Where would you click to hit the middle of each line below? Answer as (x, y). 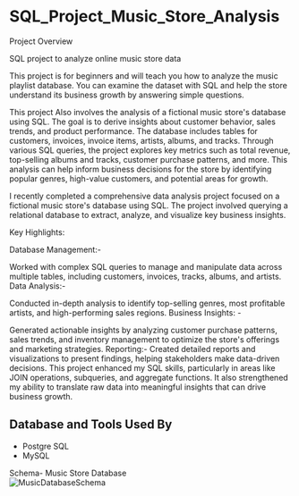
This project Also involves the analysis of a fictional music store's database (148, 112)
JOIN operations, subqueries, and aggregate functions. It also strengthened (149, 377)
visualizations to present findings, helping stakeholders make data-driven (145, 358)
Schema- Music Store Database (68, 473)
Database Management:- (55, 249)
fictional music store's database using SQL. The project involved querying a (149, 205)
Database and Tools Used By (91, 425)
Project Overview (41, 41)
